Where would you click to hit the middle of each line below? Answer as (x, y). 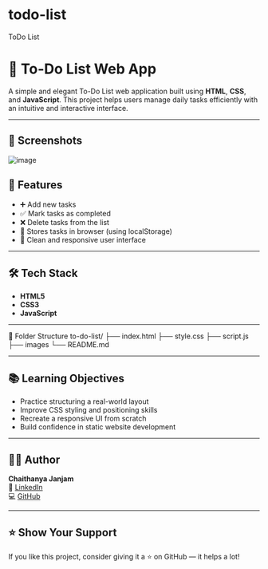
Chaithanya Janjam (41, 478)
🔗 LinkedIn (26, 487)
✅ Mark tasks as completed (65, 213)
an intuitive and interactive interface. (69, 108)
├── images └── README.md (59, 345)
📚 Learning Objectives (67, 378)
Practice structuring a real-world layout (84, 401)
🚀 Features (35, 185)
